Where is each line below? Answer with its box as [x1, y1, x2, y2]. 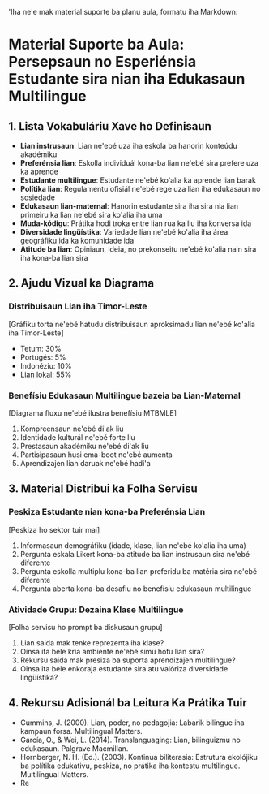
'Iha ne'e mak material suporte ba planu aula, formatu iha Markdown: [8, 7, 238, 16]
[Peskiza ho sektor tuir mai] [8, 524, 100, 534]
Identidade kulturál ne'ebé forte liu [19, 432, 135, 442]
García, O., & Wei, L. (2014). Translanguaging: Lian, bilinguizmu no [19, 735, 241, 744]
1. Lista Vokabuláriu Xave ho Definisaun [8, 119, 212, 133]
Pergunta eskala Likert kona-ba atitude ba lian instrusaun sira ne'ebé [19, 549, 250, 559]
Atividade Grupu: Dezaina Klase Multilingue [8, 604, 184, 615]
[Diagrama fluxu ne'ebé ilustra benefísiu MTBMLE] [8, 408, 177, 417]
